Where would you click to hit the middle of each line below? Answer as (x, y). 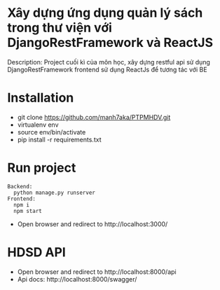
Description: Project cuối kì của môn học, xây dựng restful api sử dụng (109, 62)
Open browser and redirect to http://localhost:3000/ (92, 224)
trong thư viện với (60, 28)
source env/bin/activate (51, 132)
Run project (42, 168)
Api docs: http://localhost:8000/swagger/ (77, 279)
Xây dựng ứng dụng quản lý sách (105, 13)
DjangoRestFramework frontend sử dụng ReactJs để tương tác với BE (108, 69)
